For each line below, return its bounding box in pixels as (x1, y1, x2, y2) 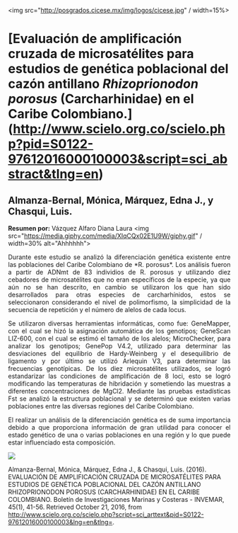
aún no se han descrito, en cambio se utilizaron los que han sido (8, 283, 231, 291)
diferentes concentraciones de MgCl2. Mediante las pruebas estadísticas (8, 387, 231, 395)
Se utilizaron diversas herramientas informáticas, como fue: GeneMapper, (8, 319, 231, 328)
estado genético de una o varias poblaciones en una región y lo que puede (8, 431, 231, 439)
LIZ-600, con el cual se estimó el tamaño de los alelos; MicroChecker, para (8, 334, 231, 343)
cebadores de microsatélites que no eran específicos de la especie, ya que (8, 275, 231, 284)
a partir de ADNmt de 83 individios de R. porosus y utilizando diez (8, 268, 231, 276)
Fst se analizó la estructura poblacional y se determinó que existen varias (8, 394, 231, 403)
